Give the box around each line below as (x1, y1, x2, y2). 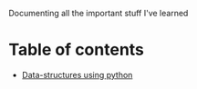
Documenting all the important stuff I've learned (8, 8, 189, 18)
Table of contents (8, 40, 145, 60)
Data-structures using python (21, 69, 133, 80)
